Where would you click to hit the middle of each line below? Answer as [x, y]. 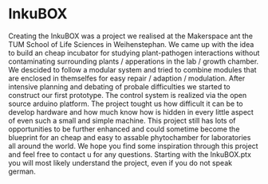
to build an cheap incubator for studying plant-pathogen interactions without [134, 53]
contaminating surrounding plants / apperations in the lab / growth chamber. [134, 61]
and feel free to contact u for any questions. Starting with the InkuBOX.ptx [130, 154]
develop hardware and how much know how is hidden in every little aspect [131, 112]
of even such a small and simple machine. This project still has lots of [122, 120]
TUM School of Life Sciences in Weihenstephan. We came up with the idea [131, 44]
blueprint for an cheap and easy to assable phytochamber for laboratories [130, 137]
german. [22, 171]
